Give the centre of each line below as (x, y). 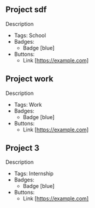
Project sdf (26, 10)
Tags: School (30, 35)
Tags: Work (28, 104)
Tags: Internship (34, 174)
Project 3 (22, 148)
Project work (30, 79)
